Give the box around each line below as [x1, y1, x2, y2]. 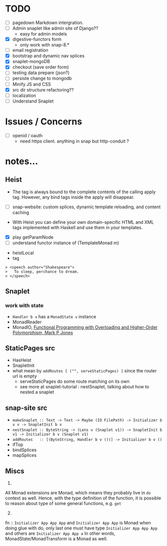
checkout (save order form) [12, 64, 69, 70]
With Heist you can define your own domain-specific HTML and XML [12, 219, 154, 225]
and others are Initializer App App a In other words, [5, 530, 116, 536]
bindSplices [12, 447, 37, 453]
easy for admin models [19, 31, 67, 37]
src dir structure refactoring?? [12, 87, 74, 93]
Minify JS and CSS [12, 81, 51, 87]
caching [12, 209, 29, 215]
